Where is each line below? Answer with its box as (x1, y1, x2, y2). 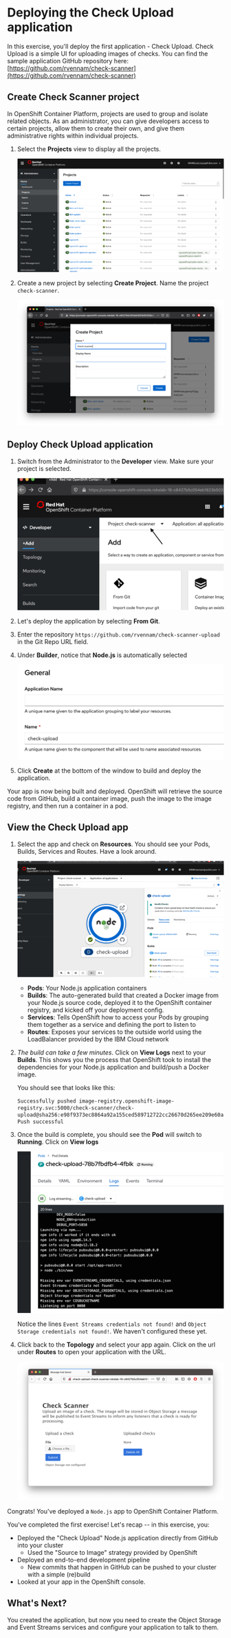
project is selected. (16, 464, 71, 472)
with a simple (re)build (27, 1571, 91, 1579)
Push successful (16, 1118, 64, 1125)
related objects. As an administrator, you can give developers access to (7, 117, 210, 125)
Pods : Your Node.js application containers (27, 984, 147, 993)
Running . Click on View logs (16, 1138, 99, 1146)
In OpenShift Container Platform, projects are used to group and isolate (7, 109, 208, 118)
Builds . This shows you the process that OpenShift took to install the (16, 1056, 212, 1064)
